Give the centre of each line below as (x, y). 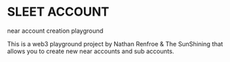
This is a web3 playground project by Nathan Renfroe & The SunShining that (115, 44)
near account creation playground (55, 31)
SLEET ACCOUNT (58, 12)
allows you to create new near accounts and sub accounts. (91, 51)
